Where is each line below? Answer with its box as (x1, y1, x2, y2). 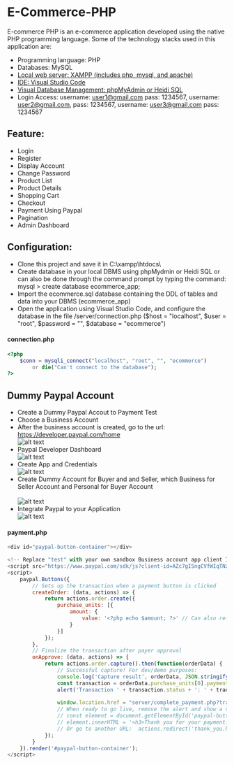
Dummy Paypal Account (7, 389, 114, 401)
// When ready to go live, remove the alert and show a (56, 706, 223, 713)
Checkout (17, 199, 46, 207)
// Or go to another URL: (56, 725, 132, 732)
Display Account (17, 162, 65, 170)
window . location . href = (56, 699, 127, 706)
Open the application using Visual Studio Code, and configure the (17, 304, 205, 313)
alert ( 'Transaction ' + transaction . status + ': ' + (56, 686, 214, 693)
